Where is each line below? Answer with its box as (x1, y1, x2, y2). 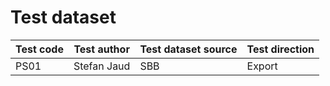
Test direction (246, 42, 315, 56)
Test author (73, 42, 130, 56)
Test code (15, 42, 64, 56)
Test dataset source (139, 42, 238, 56)
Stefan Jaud (73, 59, 131, 73)
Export (246, 59, 278, 73)
